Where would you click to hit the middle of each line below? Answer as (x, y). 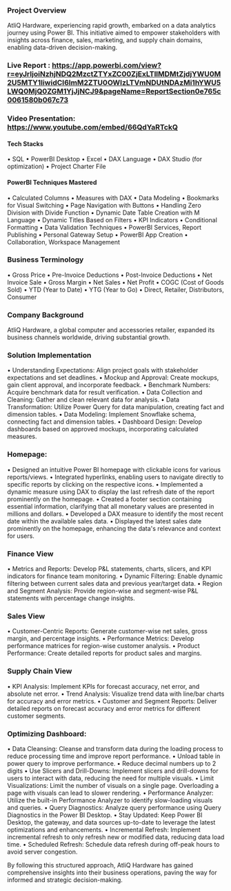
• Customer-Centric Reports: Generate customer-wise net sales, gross (108, 631)
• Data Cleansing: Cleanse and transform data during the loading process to (115, 748)
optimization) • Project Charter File (57, 166)
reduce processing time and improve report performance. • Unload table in (114, 756)
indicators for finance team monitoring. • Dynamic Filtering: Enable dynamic (115, 576)
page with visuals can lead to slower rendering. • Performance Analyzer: (110, 793)
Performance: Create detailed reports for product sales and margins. (104, 654)
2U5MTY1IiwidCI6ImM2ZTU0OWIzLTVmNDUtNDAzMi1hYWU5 (114, 83)
